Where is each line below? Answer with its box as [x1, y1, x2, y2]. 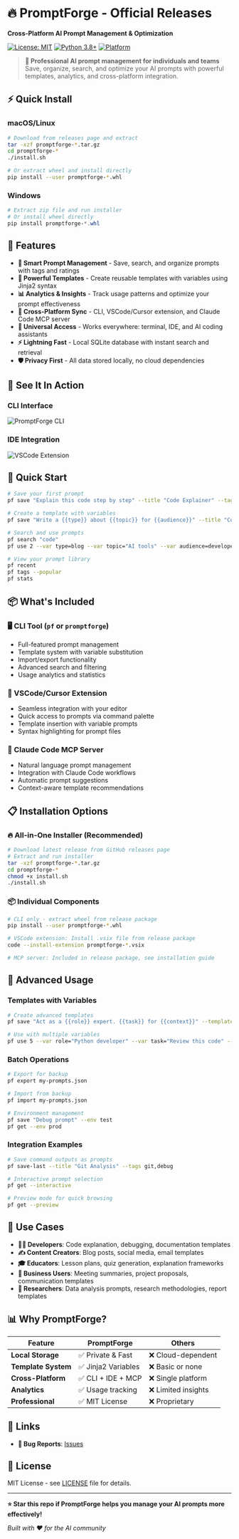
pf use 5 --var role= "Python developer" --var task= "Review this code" [7, 1038, 224, 1045]
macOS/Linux [7, 118, 55, 128]
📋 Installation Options [7, 805, 109, 817]
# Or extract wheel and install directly [7, 167, 132, 174]
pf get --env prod [7, 1123, 62, 1130]
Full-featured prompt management [17, 640, 119, 649]
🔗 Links [7, 1421, 41, 1433]
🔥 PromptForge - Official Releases [7, 5, 212, 21]
